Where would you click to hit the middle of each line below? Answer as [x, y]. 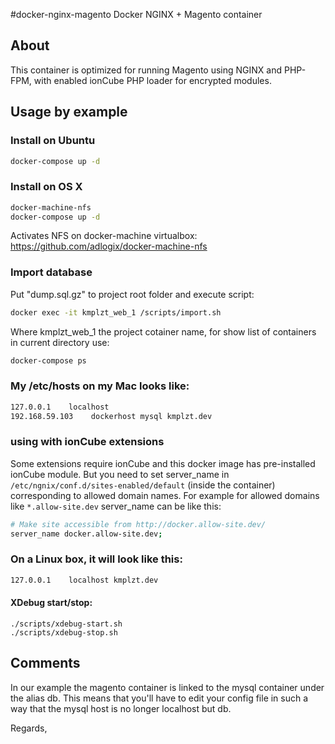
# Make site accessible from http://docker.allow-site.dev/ [138, 524]
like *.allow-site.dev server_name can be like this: [116, 506]
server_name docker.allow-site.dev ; [86, 534]
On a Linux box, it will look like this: [96, 559]
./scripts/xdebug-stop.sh [64, 632]
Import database [51, 272]
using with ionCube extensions [87, 442]
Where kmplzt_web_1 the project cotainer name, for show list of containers [163, 331]
